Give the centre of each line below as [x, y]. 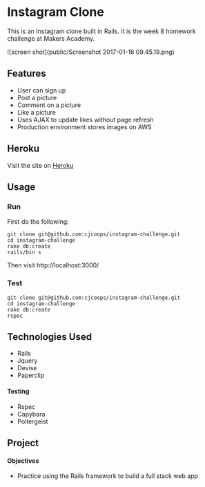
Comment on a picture [49, 105]
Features [27, 74]
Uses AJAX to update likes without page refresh [85, 120]
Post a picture [37, 97]
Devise [27, 368]
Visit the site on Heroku [40, 165]
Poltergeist [32, 421]
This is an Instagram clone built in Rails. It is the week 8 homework [102, 31]
